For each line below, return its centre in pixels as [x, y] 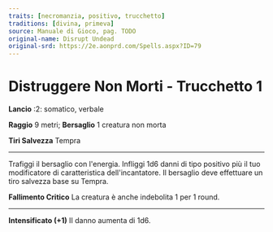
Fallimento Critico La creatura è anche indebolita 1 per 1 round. [114, 197]
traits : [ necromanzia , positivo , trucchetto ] [87, 16]
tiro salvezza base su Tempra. [58, 182]
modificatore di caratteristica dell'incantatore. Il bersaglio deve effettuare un [136, 173]
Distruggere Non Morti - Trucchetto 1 [135, 87]
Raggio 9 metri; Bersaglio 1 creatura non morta [87, 125]
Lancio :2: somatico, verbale [56, 109]
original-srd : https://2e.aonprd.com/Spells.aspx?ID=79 [105, 46]
